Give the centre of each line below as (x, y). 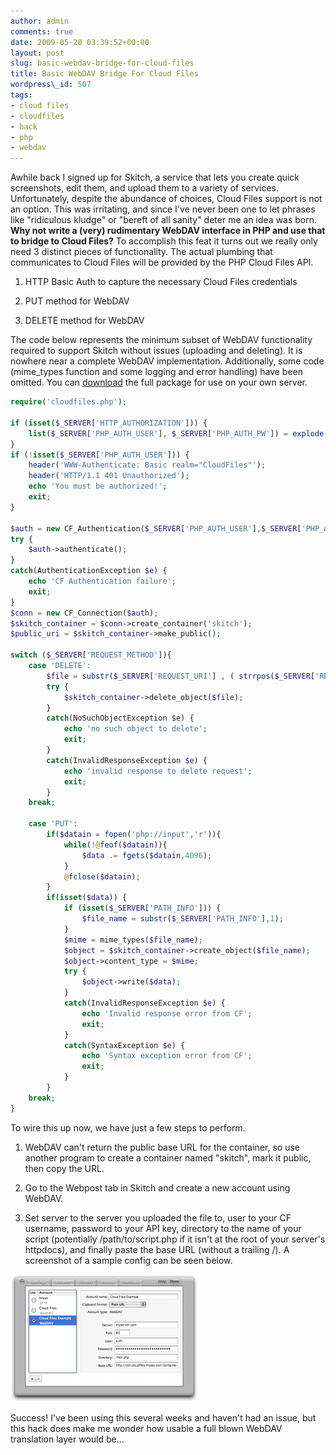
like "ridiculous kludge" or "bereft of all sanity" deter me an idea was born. (164, 220)
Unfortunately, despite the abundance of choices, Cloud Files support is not (166, 199)
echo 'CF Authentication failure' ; (102, 581)
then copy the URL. (64, 1168)
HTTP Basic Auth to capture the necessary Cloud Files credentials (161, 282)
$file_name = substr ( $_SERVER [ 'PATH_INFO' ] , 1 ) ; (182, 919)
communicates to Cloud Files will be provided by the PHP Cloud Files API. (162, 262)
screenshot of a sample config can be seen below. (128, 1260)
